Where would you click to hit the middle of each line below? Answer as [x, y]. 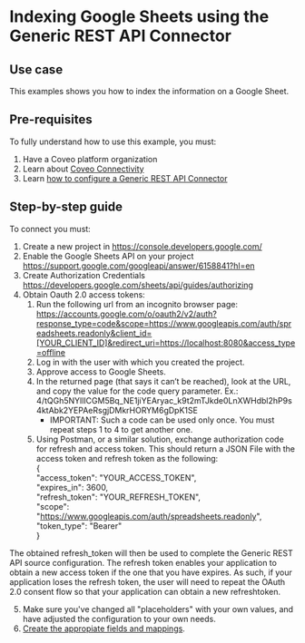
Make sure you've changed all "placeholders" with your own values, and [157, 609]
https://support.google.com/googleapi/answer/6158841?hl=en [139, 266]
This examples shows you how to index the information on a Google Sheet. [149, 91]
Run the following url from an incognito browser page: [137, 304]
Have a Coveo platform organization [90, 159]
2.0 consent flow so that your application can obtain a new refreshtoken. [145, 591]
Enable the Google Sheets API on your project [108, 256]
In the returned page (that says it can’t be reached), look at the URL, [163, 381]
